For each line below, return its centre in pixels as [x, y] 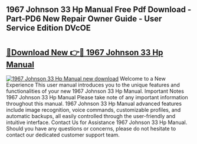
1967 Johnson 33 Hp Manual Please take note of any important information [97, 97]
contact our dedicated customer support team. [63, 135]
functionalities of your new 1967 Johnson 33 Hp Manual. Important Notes [95, 91]
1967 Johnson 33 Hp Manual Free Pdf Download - [99, 10]
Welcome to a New [143, 78]
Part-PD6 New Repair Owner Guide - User [84, 19]
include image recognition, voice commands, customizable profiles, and [93, 110]
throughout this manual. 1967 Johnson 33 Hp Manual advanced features [94, 103]
